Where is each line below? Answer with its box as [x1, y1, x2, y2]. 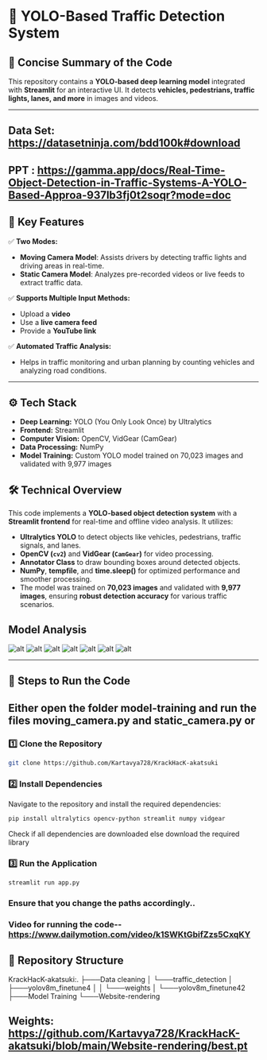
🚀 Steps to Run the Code [8, 675, 131, 688]
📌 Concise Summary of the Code [8, 56, 173, 69]
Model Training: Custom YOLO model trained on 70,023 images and [19, 451, 244, 460]
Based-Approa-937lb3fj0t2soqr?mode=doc [8, 188, 232, 202]
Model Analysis [8, 623, 87, 636]
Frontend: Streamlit [19, 425, 85, 435]
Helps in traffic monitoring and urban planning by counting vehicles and [19, 357, 255, 366]
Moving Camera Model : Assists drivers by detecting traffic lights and [19, 252, 247, 261]
